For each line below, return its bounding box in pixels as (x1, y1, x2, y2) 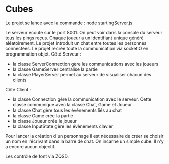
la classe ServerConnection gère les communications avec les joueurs (12, 61, 159, 67)
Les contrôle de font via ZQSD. (5, 153, 69, 159)
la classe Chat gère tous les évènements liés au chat (12, 107, 122, 113)
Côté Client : (5, 86, 31, 92)
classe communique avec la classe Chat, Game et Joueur (12, 101, 132, 107)
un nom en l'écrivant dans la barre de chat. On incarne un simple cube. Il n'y (5, 138, 164, 144)
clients (12, 77, 27, 83)
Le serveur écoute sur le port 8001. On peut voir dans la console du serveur (5, 29, 163, 35)
